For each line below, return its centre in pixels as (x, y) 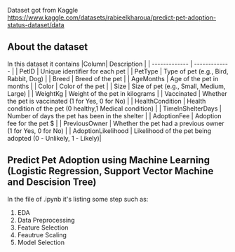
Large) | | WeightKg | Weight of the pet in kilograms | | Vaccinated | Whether (117, 93)
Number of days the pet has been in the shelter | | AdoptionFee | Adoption (114, 115)
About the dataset (48, 47)
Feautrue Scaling (42, 234)
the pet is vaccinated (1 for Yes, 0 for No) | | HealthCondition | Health (107, 101)
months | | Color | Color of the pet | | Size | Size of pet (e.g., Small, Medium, (116, 86)
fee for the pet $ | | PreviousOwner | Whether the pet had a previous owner (116, 123)
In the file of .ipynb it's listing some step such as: (78, 199)
